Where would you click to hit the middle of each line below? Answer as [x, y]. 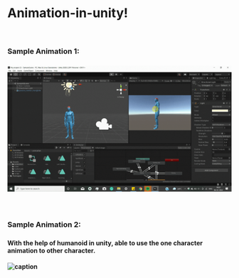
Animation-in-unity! [68, 13]
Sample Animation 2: [44, 224]
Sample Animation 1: [43, 51]
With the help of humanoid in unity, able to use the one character [105, 242]
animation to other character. [52, 250]
